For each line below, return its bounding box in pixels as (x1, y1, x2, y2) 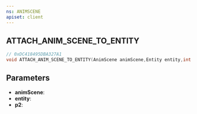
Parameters (6, 73, 50, 83)
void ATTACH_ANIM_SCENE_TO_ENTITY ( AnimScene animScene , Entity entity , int (6, 57, 192, 63)
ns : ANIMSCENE (6, 8, 41, 15)
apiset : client (6, 14, 44, 20)
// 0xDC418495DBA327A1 (6, 51, 62, 58)
